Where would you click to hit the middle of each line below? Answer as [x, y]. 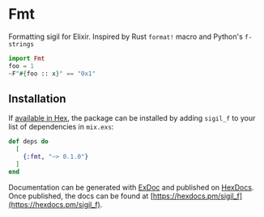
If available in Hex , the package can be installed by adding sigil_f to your [132, 118]
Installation [37, 98]
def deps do [28, 142]
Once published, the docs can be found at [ [81, 196]
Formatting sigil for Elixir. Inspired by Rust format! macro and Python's [126, 36]
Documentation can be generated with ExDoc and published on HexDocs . [131, 187]
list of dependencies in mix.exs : [61, 127]
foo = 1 [21, 66]
